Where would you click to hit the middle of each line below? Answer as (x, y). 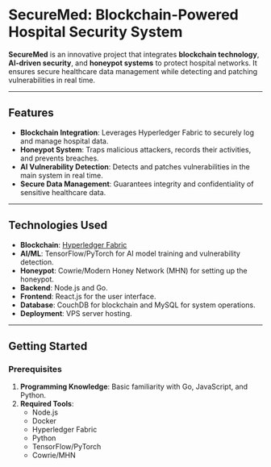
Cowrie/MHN (54, 455)
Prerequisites (35, 369)
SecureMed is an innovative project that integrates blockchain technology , (134, 54)
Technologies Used (58, 225)
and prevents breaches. (59, 158)
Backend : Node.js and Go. (64, 287)
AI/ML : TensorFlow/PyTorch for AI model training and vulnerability (130, 253)
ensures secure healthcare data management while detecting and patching (133, 71)
